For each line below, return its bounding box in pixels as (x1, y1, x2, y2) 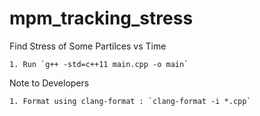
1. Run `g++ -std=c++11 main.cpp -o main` (9, 59, 189, 69)
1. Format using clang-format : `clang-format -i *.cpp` (9, 96, 252, 106)
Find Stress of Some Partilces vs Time (9, 40, 167, 52)
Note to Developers (9, 77, 90, 89)
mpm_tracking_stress (9, 7, 194, 30)
